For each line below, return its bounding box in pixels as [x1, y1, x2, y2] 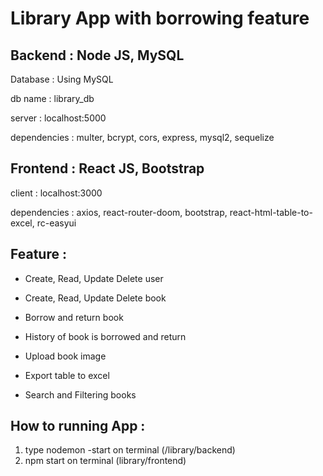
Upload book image [24, 350, 107, 362]
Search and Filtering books [24, 388, 137, 401]
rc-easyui [36, 217, 77, 229]
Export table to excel [24, 369, 110, 381]
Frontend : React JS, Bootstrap [10, 160, 205, 177]
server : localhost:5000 [10, 112, 107, 124]
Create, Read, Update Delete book [24, 292, 167, 304]
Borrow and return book [24, 311, 124, 323]
